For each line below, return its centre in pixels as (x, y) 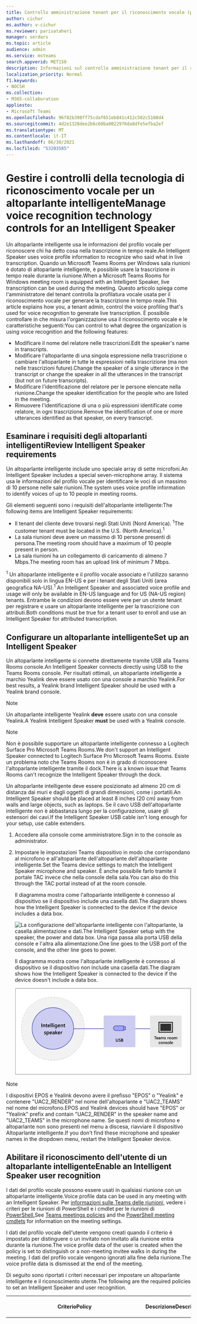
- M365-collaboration (33, 99)
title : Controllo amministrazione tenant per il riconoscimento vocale (95, 12)
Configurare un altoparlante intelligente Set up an (98, 637)
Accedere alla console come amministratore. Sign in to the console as (98, 835)
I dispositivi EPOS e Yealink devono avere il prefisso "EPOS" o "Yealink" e (95, 1095)
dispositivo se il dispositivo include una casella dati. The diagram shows (101, 901)
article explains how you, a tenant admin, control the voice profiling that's (95, 307)
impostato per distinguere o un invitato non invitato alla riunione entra (90, 1238)
